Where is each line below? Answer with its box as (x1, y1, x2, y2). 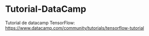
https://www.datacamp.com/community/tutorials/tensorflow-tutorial (5, 25, 144, 31)
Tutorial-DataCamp (5, 3, 86, 15)
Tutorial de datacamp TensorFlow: (5, 20, 75, 26)
